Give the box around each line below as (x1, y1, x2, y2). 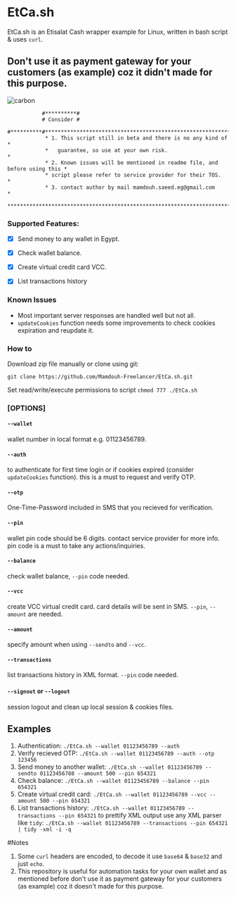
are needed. (27, 610, 63, 619)
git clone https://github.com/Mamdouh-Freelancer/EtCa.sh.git (7, 373, 193, 381)
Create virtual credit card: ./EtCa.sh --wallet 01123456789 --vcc (17, 790, 207, 798)
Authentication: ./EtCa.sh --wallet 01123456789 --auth (17, 741, 181, 750)
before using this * (7, 165, 68, 173)
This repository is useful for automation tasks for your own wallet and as (17, 867, 227, 876)
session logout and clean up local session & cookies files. (7, 703, 174, 711)
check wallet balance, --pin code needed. (7, 571, 130, 580)
